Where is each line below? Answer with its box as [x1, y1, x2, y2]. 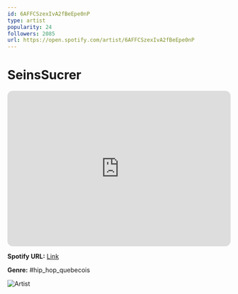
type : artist [7, 17, 46, 24]
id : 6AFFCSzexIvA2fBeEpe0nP [7, 10, 91, 18]
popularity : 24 [7, 23, 52, 30]
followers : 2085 [7, 30, 55, 37]
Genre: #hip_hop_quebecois [7, 266, 91, 274]
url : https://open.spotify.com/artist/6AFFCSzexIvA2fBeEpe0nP [7, 37, 195, 44]
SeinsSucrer [7, 67, 81, 83]
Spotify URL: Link [7, 252, 59, 261]
